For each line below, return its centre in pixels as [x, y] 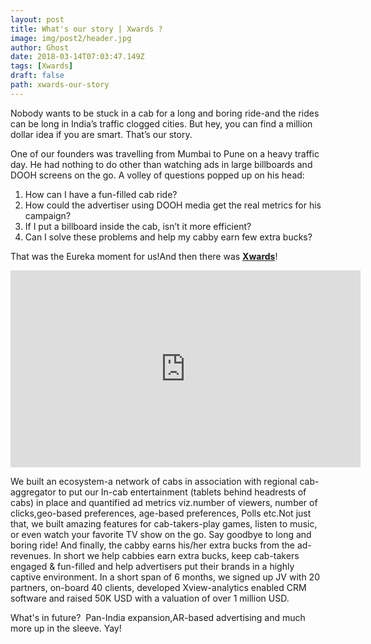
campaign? [48, 215]
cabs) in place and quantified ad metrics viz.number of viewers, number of [164, 502]
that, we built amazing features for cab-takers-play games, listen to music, [164, 523]
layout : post [37, 19]
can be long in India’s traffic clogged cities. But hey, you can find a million [161, 123]
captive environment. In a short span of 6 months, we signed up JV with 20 [165, 577]
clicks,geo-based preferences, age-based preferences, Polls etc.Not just [161, 513]
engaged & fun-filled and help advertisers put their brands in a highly [152, 566]
